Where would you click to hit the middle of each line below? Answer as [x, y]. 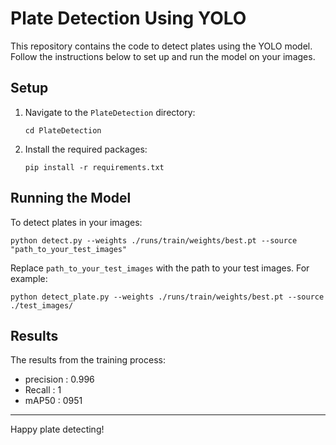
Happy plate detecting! [57, 429]
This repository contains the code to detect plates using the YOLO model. [161, 46]
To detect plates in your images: [76, 222]
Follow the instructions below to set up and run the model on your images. [163, 56]
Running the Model [71, 198]
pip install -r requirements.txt [94, 167]
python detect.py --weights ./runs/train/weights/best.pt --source [154, 240]
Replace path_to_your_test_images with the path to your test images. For [160, 268]
